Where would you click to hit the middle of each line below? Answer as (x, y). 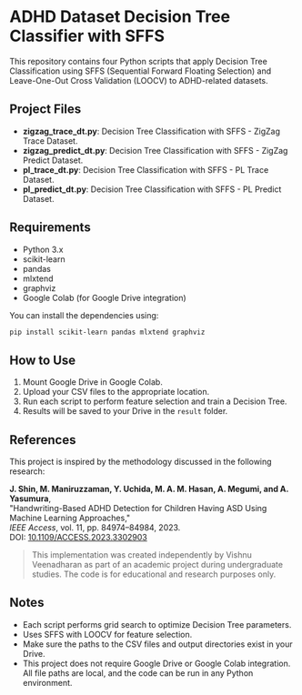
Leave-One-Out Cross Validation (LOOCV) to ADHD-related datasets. (139, 80)
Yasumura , (30, 499)
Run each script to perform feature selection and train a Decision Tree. (155, 401)
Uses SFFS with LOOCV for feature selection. (107, 634)
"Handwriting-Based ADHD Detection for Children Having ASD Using (138, 509)
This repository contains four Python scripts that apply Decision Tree (139, 61)
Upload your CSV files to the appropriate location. (116, 392)
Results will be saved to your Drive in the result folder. (125, 411)
